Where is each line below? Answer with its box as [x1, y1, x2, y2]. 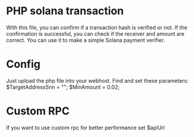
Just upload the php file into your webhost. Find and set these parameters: [6, 77, 189, 84]
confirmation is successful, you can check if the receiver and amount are [6, 30, 185, 37]
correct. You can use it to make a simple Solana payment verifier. [6, 36, 165, 43]
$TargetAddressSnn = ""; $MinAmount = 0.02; [6, 83, 120, 91]
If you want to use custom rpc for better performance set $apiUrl [6, 124, 165, 131]
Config [6, 58, 40, 71]
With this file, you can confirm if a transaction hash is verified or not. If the [6, 24, 188, 31]
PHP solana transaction [6, 4, 124, 18]
